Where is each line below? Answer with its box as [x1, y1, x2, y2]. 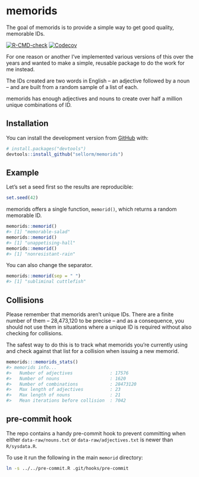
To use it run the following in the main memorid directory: [6, 454, 144, 461]
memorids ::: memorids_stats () [6, 359, 78, 365]
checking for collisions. [6, 330, 64, 336]
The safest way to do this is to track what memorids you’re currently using [6, 341, 188, 348]
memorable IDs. [6, 30, 45, 37]
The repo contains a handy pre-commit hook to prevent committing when [6, 430, 186, 437]
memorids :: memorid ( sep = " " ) [6, 273, 81, 279]
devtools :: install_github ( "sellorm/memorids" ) [6, 151, 124, 157]
